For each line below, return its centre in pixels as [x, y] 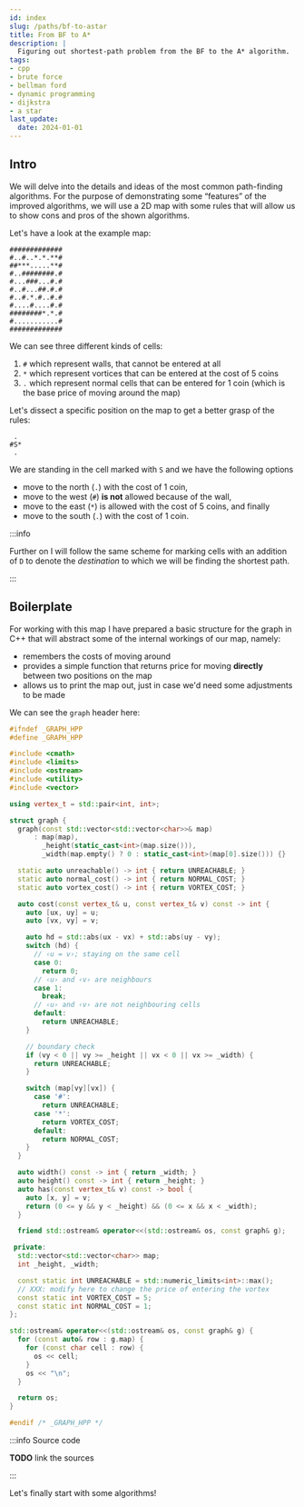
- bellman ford [38, 85]
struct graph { [38, 820]
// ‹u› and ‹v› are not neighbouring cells [117, 1005]
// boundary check [60, 1046]
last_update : [34, 119]
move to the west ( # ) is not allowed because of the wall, [127, 496]
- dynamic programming [52, 94]
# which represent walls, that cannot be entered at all [122, 364]
